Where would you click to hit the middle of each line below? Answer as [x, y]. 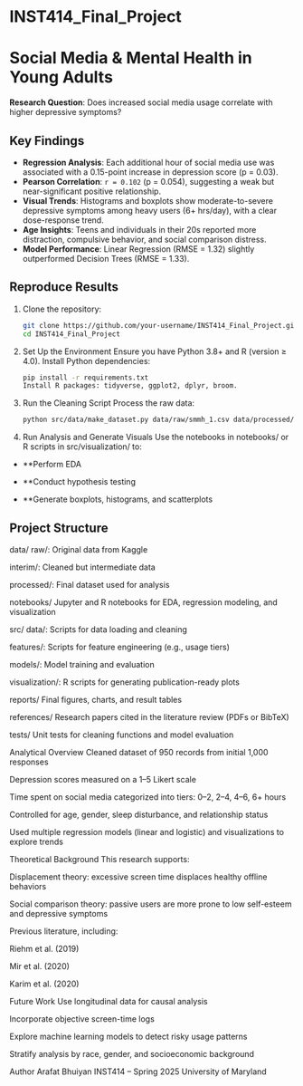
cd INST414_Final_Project [71, 334]
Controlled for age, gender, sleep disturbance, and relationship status [139, 814]
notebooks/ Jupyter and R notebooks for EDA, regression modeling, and [143, 602]
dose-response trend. [63, 220]
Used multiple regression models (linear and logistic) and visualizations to [147, 831]
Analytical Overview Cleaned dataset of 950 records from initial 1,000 [139, 752]
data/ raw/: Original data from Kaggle [79, 549]
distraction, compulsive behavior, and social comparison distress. [144, 239]
